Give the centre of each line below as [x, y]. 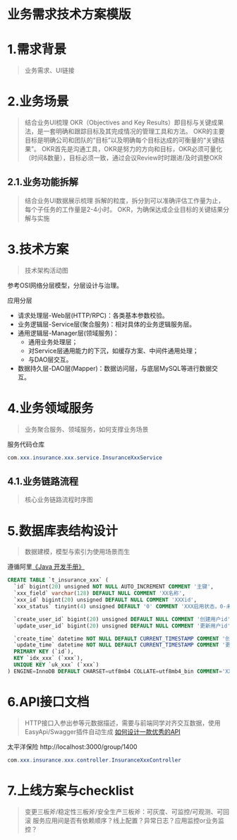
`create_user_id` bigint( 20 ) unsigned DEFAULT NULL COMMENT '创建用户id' [122, 619]
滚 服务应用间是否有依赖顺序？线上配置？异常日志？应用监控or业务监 [124, 820]
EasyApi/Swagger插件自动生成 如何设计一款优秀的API [103, 731]
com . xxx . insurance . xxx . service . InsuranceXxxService [85, 457]
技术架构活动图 [46, 270]
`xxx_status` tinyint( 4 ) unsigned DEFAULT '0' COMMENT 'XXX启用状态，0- [120, 606]
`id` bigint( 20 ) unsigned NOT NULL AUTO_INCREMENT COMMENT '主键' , [114, 587]
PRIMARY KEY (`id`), [44, 652]
